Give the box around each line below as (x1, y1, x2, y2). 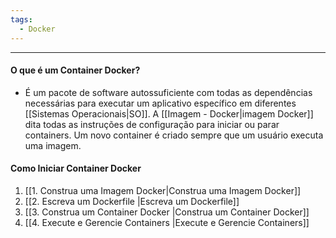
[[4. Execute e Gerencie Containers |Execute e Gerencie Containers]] (24, 216, 310, 228)
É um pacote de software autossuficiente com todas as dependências (24, 86, 313, 98)
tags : (10, 14, 33, 25)
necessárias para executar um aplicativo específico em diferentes (24, 97, 297, 109)
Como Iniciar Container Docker (10, 162, 142, 175)
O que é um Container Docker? (10, 64, 141, 76)
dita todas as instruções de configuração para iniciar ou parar (24, 118, 280, 130)
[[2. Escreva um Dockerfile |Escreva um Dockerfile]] (24, 195, 240, 207)
